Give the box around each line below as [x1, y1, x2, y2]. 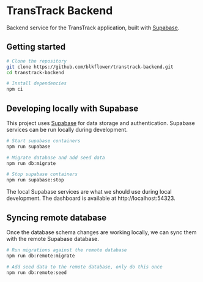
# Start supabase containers [6, 137, 81, 144]
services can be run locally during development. [6, 126, 128, 133]
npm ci [6, 86, 23, 93]
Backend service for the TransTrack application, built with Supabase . [6, 24, 180, 31]
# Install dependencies [6, 80, 67, 86]
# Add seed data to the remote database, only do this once [6, 264, 163, 270]
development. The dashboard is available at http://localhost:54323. [6, 194, 175, 202]
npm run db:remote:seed [6, 269, 67, 276]
